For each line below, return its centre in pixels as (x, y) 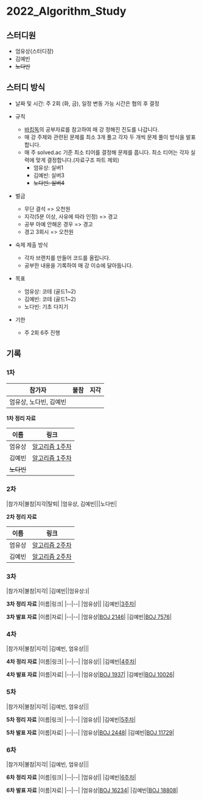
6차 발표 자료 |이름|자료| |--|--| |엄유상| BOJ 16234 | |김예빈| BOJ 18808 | (92, 790)
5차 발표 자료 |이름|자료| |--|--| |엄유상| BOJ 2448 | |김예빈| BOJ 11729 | (90, 732)
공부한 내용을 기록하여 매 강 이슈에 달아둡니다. (78, 265)
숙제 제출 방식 (31, 244)
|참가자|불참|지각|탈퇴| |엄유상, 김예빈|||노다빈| (62, 504)
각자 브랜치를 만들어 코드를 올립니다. (67, 257)
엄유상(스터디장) (34, 51)
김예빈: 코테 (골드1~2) (50, 299)
